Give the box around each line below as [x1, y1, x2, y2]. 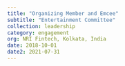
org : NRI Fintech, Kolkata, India [7, 36, 107, 43]
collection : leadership [7, 23, 76, 30]
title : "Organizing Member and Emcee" [7, 10, 119, 17]
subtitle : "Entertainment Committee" [7, 16, 116, 23]
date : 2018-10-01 [7, 42, 57, 49]
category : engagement [7, 29, 70, 36]
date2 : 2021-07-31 [7, 49, 60, 56]
